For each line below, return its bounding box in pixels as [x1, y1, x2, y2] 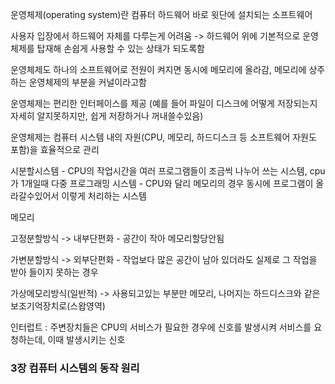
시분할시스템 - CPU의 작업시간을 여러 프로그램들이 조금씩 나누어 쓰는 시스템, [10, 165, 308, 177]
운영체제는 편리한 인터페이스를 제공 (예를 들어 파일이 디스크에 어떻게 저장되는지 [10, 98, 318, 109]
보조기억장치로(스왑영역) [10, 300, 106, 312]
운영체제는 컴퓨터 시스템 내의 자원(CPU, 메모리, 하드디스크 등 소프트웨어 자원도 [10, 131, 317, 143]
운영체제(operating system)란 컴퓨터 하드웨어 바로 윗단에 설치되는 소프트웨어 [10, 9, 313, 20]
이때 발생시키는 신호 [47, 334, 126, 345]
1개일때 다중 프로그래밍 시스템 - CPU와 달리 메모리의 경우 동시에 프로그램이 [20, 178, 314, 189]
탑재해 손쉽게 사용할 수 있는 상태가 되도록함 [36, 43, 205, 54]
